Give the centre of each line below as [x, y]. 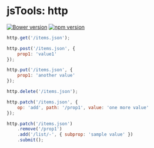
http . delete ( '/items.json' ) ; [42, 92]
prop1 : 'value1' [37, 54]
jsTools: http [37, 11]
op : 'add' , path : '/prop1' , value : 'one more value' [83, 107]
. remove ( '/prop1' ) [40, 129]
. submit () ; [31, 140]
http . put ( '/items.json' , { [40, 70]
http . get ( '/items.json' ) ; [38, 38]
